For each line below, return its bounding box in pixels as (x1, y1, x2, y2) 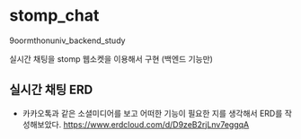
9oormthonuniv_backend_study (9, 35, 126, 46)
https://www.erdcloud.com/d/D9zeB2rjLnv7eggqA (63, 118, 250, 130)
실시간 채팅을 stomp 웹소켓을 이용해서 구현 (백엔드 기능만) (9, 53, 214, 64)
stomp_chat (9, 5, 100, 26)
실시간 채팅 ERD (9, 83, 93, 98)
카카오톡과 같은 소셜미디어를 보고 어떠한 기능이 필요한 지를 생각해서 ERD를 (22, 108, 283, 118)
